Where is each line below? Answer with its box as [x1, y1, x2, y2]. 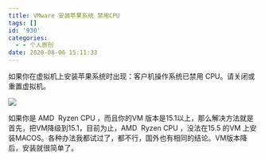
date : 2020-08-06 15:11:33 [8, 49, 98, 57]
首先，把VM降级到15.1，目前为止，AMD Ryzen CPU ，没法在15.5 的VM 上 [8, 123, 250, 132]
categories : [8, 33, 48, 42]
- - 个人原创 [15, 41, 54, 49]
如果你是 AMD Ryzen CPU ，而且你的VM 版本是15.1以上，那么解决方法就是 [8, 113, 254, 123]
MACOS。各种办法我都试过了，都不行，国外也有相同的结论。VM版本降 [14, 133, 248, 142]
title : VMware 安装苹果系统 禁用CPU [8, 11, 120, 20]
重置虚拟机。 [8, 81, 50, 91]
